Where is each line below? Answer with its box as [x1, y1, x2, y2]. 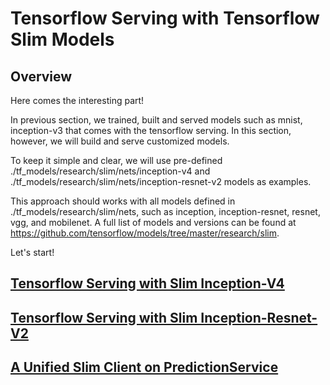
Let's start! [10, 247, 55, 258]
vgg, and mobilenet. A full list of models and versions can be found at [10, 217, 297, 228]
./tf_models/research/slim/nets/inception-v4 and [10, 165, 211, 177]
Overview [10, 68, 73, 85]
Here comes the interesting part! [10, 95, 145, 106]
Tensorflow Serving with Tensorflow [10, 7, 320, 30]
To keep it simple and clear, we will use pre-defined [10, 155, 223, 166]
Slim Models [10, 28, 115, 51]
